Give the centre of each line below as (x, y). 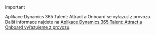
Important (15, 7)
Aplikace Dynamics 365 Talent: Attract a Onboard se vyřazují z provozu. (78, 17)
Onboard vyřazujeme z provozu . (38, 27)
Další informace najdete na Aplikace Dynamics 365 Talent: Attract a (74, 22)
